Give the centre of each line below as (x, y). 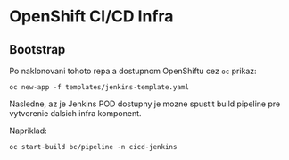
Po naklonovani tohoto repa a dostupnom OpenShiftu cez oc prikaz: (133, 71)
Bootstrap (37, 50)
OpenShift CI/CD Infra (91, 17)
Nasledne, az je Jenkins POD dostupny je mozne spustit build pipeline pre (145, 104)
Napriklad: (28, 131)
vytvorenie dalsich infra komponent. (75, 113)
